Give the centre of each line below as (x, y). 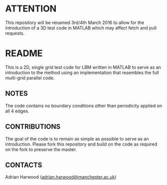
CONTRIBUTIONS (33, 127)
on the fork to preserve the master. (41, 149)
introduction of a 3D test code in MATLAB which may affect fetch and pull (81, 27)
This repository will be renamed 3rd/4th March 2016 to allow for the (75, 22)
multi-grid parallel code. (30, 77)
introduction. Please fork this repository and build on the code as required (81, 144)
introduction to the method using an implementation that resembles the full (82, 72)
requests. (15, 33)
